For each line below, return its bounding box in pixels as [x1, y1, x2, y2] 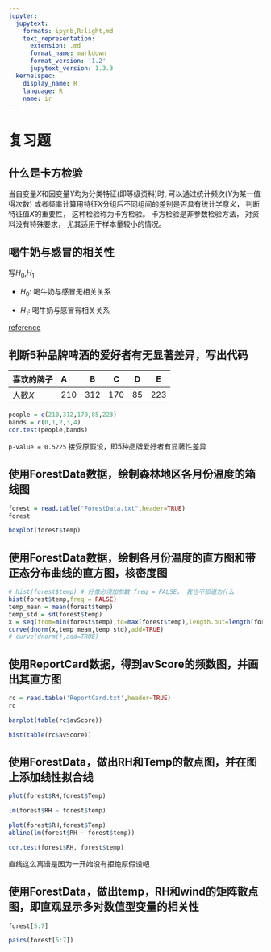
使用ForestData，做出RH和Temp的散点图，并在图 [8, 755, 257, 769]
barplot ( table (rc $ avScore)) [8, 716, 103, 724]
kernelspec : [15, 72, 56, 80]
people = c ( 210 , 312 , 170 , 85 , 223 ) [8, 411, 117, 420]
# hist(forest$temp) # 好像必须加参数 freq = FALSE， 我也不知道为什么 [8, 588, 235, 596]
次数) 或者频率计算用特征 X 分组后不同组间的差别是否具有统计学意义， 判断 [15, 199, 261, 209]
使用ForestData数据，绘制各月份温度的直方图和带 [8, 550, 256, 565]
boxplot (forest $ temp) [8, 526, 81, 535]
